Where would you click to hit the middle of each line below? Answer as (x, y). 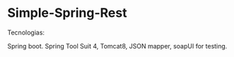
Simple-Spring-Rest (67, 13)
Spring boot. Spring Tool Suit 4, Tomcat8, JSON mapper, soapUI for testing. (117, 46)
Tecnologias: (26, 32)
